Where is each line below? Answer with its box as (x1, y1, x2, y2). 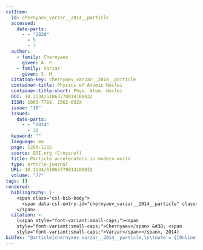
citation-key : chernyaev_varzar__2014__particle (11, 76, 136, 83)
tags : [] (5, 178, 28, 184)
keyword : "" (11, 133, 42, 140)
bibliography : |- (11, 189, 55, 195)
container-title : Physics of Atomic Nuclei (11, 83, 122, 89)
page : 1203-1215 (11, 144, 52, 150)
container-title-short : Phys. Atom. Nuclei (11, 88, 122, 94)
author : (11, 49, 31, 55)
